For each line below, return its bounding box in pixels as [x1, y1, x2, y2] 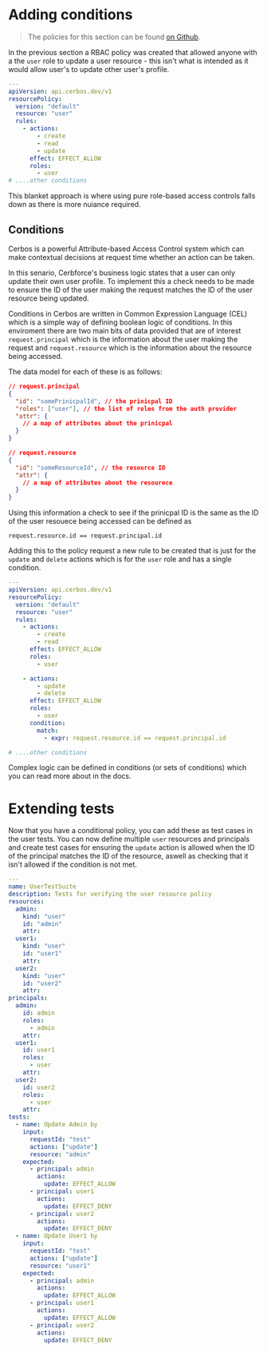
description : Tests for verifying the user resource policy [8, 890, 213, 899]
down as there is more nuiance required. [8, 200, 141, 209]
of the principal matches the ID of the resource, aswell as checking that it [8, 851, 249, 861]
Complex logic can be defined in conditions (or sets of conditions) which [8, 763, 247, 772]
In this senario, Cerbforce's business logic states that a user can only [8, 268, 236, 277]
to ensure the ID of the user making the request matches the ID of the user [8, 285, 253, 294]
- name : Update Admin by [15, 1121, 98, 1129]
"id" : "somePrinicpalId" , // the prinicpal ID [15, 397, 173, 405]
